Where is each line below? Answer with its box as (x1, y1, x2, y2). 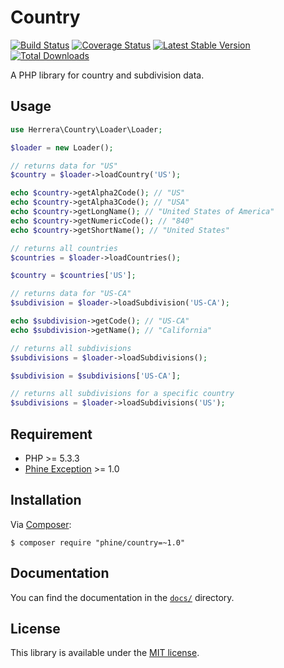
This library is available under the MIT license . (10, 647, 200, 659)
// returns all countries (10, 243, 118, 253)
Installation (10, 492, 82, 509)
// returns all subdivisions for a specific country (10, 389, 235, 399)
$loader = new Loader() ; (10, 142, 114, 153)
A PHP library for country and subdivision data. (10, 69, 205, 81)
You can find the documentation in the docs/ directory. (10, 591, 235, 603)
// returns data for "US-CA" (10, 289, 132, 299)
